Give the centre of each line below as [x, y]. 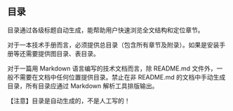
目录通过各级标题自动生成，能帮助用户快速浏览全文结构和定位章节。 [106, 30]
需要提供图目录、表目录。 [62, 53]
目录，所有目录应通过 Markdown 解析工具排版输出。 [83, 86]
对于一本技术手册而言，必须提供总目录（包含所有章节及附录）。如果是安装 [113, 45]
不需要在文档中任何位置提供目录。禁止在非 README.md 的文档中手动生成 [119, 77]
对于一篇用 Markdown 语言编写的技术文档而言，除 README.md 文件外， [112, 68]
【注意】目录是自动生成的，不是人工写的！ [69, 101]
